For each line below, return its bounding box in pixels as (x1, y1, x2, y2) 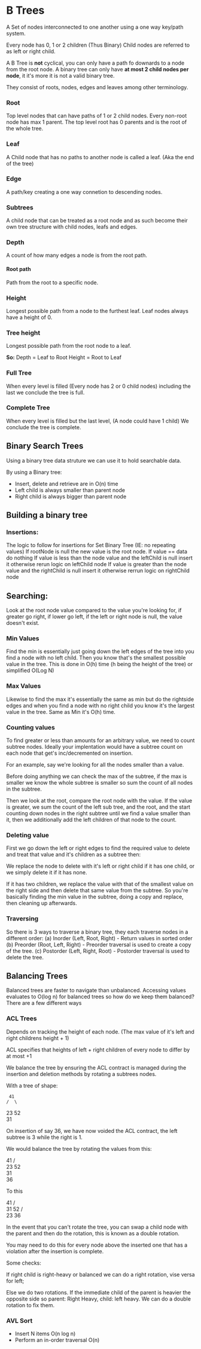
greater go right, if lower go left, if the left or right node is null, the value (6, 613, 182, 620)
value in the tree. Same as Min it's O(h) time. (6, 708, 115, 715)
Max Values (6, 682, 41, 690)
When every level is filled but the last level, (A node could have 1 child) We (6, 417, 190, 424)
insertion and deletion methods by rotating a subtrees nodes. (6, 1070, 157, 1077)
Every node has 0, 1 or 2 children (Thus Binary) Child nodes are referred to (6, 41, 190, 48)
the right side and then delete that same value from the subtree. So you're (6, 887, 188, 894)
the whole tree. (6, 125, 44, 132)
